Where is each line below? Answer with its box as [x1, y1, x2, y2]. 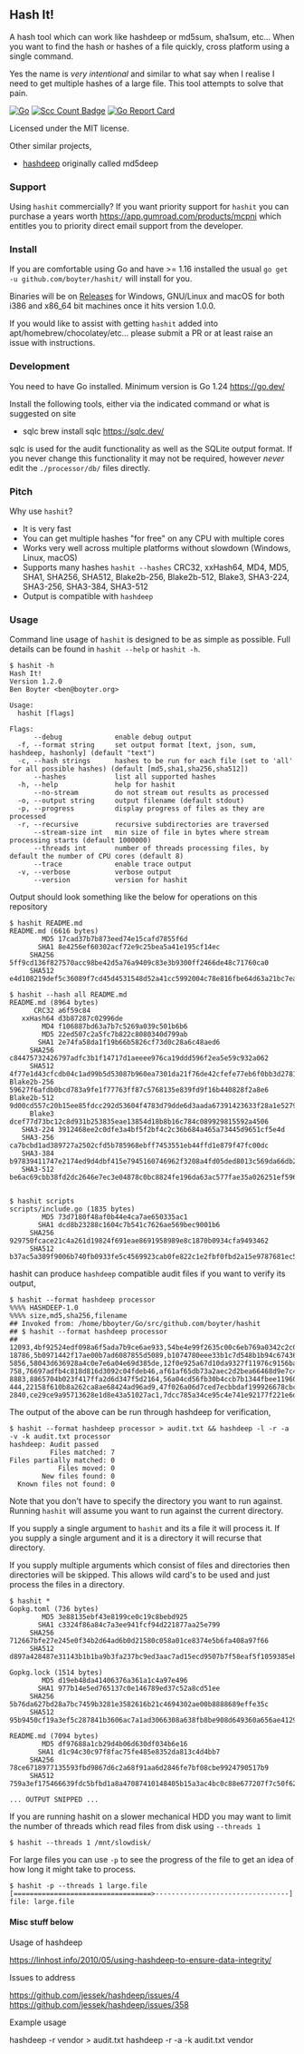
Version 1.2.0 [9, 677, 63, 686]
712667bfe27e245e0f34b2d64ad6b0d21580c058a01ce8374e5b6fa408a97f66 [9, 1636, 270, 1646]
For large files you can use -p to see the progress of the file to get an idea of [9, 1854, 294, 1865]
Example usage [9, 2017, 67, 2028]
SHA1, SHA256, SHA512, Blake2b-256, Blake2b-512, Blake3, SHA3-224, [22, 572, 290, 582]
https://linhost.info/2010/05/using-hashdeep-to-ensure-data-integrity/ [9, 1954, 272, 1965]
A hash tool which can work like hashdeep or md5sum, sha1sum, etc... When [9, 31, 295, 42]
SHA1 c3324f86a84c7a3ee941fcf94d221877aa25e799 [37, 1620, 221, 1630]
